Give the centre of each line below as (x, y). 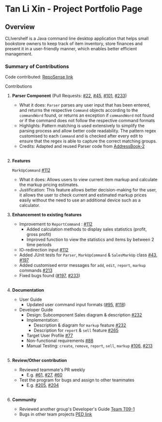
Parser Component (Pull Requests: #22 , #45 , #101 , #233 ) (69, 96)
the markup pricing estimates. (49, 185)
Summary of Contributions (37, 66)
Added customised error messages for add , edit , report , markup (82, 266)
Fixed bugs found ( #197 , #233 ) (50, 276)
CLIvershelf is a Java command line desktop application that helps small (77, 38)
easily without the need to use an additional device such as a (80, 200)
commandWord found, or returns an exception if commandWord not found (87, 115)
